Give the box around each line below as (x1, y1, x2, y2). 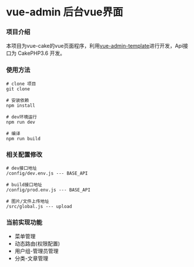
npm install (6, 103, 35, 108)
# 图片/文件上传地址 (6, 199, 49, 205)
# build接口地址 (6, 182, 42, 188)
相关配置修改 (6, 150, 43, 159)
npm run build (6, 136, 41, 141)
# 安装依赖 (6, 97, 29, 103)
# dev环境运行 (6, 114, 37, 120)
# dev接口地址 (6, 166, 37, 172)
